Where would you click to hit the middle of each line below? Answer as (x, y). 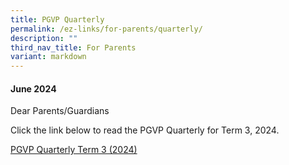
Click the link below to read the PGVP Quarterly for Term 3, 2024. (145, 130)
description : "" (44, 38)
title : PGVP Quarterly (57, 19)
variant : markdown (48, 57)
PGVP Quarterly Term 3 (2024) (74, 150)
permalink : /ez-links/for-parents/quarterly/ (106, 29)
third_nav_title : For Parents (73, 47)
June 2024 (33, 88)
